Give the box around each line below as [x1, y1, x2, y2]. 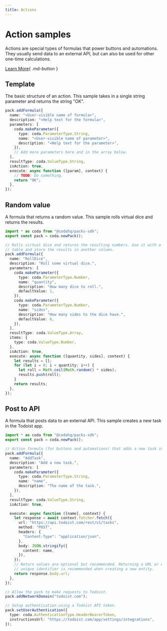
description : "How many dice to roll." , [18, 284, 103, 289]
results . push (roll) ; [18, 372, 61, 377]
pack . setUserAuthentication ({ [5, 608, 68, 613]
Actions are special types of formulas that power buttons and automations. [5, 45, 158, 51]
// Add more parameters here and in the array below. [14, 150, 128, 155]
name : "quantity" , [18, 280, 57, 285]
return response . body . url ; [14, 571, 70, 576]
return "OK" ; [14, 177, 41, 182]
